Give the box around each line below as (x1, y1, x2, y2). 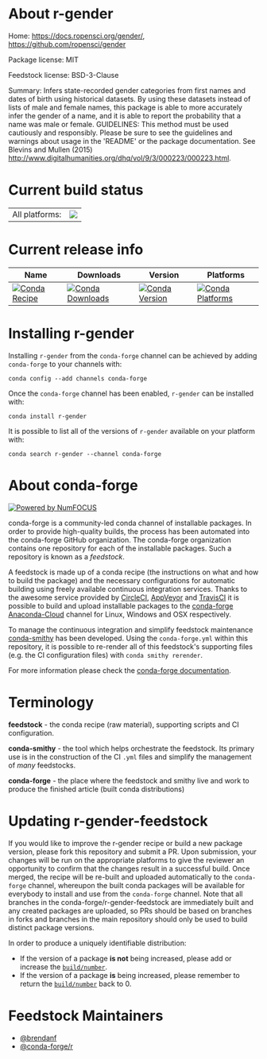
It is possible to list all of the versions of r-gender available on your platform (8, 426, 256, 435)
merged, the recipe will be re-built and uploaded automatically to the (8, 872, 233, 882)
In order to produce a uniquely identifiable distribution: (8, 938, 187, 948)
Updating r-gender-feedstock (8, 812, 208, 830)
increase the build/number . (19, 962, 108, 972)
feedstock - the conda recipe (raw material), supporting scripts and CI (8, 720, 240, 729)
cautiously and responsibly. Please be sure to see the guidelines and (8, 128, 233, 137)
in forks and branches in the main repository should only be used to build (8, 914, 248, 924)
